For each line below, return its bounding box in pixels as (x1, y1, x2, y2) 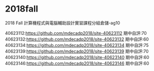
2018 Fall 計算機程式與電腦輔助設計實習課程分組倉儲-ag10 (5, 20, 120, 26)
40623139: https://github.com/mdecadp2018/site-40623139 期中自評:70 (5, 48, 149, 54)
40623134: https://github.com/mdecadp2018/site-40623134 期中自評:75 (5, 42, 149, 48)
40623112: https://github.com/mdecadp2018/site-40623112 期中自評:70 (5, 30, 147, 36)
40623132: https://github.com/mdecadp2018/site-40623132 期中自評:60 (5, 36, 149, 42)
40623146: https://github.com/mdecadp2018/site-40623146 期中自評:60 (5, 60, 149, 66)
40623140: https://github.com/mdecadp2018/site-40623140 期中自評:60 (5, 54, 149, 60)
